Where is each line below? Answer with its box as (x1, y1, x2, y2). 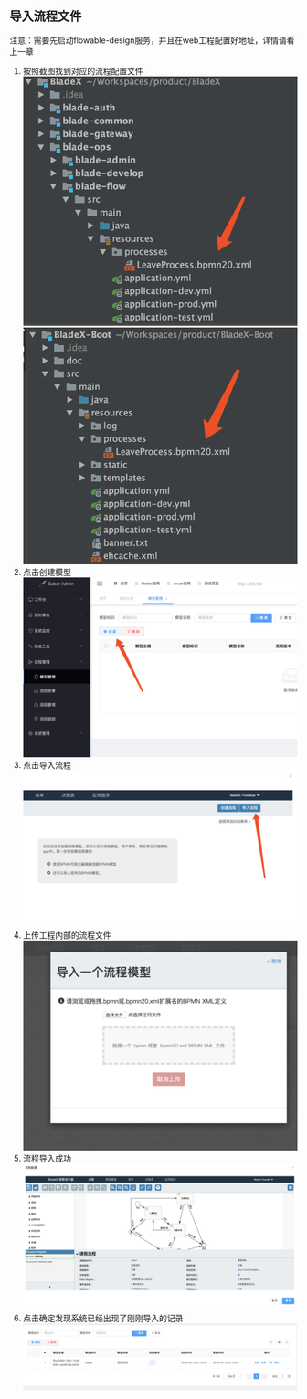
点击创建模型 (22, 566, 71, 577)
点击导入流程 (22, 760, 71, 771)
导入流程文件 (9, 8, 82, 25)
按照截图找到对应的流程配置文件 (22, 65, 143, 76)
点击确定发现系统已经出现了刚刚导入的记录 (22, 1313, 184, 1324)
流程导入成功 (22, 1152, 71, 1163)
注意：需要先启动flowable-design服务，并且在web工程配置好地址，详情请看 (9, 35, 295, 46)
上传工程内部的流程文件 (22, 930, 111, 941)
